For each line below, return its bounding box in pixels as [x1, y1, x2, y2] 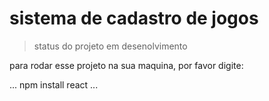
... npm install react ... [9, 78, 99, 91]
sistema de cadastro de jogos [9, 7, 259, 30]
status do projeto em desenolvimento [33, 40, 188, 52]
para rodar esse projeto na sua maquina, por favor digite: [9, 59, 244, 71]
